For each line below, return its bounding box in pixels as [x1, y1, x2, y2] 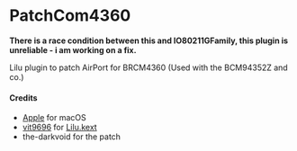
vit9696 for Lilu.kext [22, 122, 97, 133]
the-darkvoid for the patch [22, 131, 121, 142]
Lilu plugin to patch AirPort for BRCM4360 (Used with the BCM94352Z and [9, 62, 288, 73]
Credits [9, 92, 38, 103]
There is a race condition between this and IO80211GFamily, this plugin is [9, 35, 289, 46]
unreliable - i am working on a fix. [9, 44, 137, 55]
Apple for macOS [22, 112, 87, 123]
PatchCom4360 [9, 5, 131, 26]
